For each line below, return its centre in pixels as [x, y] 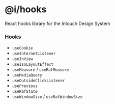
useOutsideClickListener [38, 81]
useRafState [25, 92]
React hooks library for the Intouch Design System [57, 23]
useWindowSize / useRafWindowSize [47, 97]
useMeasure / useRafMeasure [40, 69]
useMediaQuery [27, 75]
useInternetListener [34, 54]
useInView [23, 59]
